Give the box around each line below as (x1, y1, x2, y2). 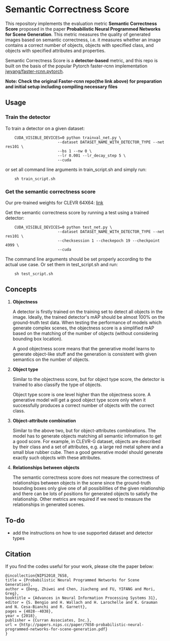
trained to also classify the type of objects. (12, 381, 103, 388)
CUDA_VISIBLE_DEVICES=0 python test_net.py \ (14, 224, 113, 230)
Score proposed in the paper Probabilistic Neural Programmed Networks (5, 25, 161, 32)
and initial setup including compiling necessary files (5, 83, 118, 90)
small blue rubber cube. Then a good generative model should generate (12, 449, 163, 455)
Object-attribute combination (12, 417, 76, 424)
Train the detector (5, 114, 51, 121)
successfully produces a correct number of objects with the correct (12, 402, 155, 408)
